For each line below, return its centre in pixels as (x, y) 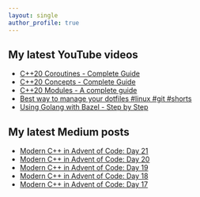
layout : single (33, 15)
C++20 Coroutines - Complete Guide (80, 74)
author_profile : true (44, 23)
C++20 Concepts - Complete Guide (77, 82)
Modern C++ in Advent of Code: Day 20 (85, 159)
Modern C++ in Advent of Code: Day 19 (84, 168)
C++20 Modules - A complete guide (78, 91)
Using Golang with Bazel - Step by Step (84, 107)
